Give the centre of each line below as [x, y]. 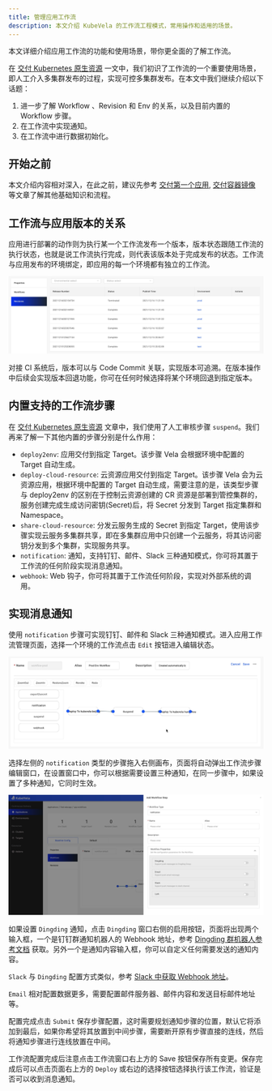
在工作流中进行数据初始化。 [66, 136]
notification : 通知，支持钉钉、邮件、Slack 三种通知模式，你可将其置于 [139, 555]
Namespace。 [44, 515]
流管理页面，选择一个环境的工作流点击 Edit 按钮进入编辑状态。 [113, 645]
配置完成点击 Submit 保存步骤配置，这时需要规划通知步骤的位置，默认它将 [131, 1021]
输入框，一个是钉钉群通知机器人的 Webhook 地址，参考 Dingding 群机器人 [132, 939]
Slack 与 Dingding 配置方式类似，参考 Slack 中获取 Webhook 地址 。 [121, 977]
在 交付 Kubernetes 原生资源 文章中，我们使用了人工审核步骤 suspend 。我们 [134, 426]
